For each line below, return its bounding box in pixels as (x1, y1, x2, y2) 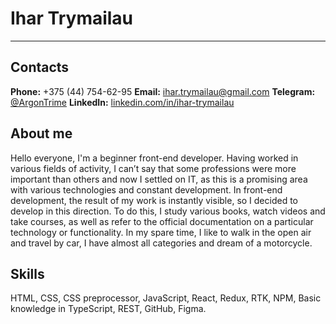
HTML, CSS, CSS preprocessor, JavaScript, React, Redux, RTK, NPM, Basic (10, 292, 322, 304)
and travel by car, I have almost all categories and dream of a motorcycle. (10, 237, 313, 249)
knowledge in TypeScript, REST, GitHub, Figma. (10, 303, 207, 315)
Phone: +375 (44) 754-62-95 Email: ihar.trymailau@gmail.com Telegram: (10, 85, 316, 97)
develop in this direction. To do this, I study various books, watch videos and (10, 205, 326, 217)
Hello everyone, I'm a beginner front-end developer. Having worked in (10, 152, 299, 164)
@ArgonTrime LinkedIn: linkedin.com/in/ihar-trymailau (10, 96, 235, 108)
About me (10, 125, 73, 142)
